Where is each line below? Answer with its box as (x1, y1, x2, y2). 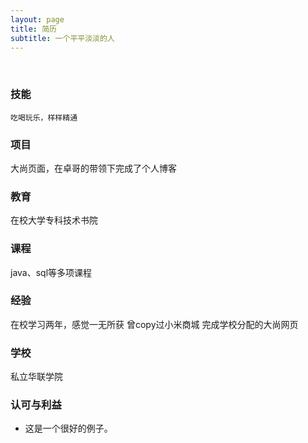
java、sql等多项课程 (10, 266, 93, 278)
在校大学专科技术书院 (10, 214, 98, 226)
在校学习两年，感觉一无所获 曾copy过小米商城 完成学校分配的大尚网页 (10, 318, 299, 330)
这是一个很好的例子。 (24, 422, 113, 435)
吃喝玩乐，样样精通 (10, 112, 78, 123)
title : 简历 (10, 24, 57, 34)
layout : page (10, 14, 65, 25)
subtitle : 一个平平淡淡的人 (10, 33, 115, 43)
